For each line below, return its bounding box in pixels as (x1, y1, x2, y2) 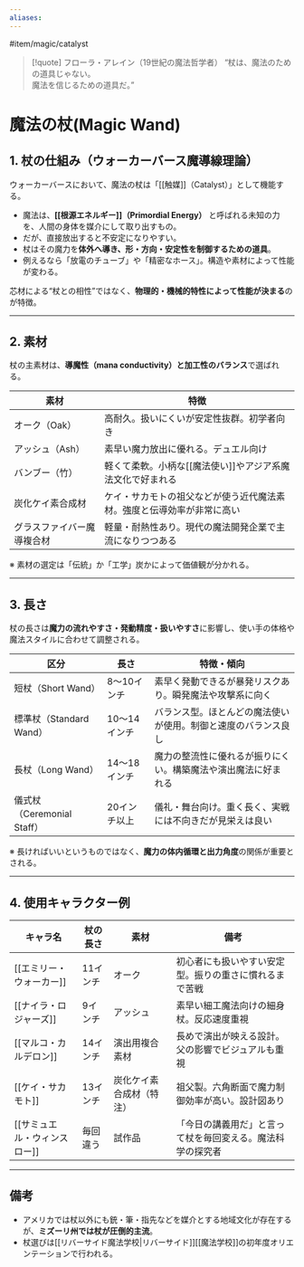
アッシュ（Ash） (14, 443, 85, 455)
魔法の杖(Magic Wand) (9, 114, 181, 135)
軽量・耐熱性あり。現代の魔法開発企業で (103, 521, 277, 534)
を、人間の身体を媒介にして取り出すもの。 (22, 221, 182, 232)
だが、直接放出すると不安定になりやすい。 (22, 232, 182, 243)
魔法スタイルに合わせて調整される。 (9, 634, 145, 645)
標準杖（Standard (14, 712, 90, 725)
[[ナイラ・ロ (14, 999, 67, 1012)
